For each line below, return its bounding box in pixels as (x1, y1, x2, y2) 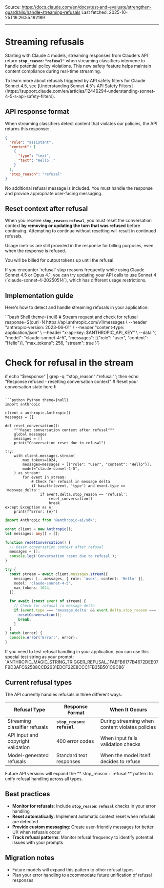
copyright (7, 737, 30, 744)
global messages (14, 432, 47, 437)
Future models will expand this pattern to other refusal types (12, 866, 134, 872)
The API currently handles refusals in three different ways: (5, 691, 122, 697)
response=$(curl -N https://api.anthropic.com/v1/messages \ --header (5, 319, 147, 325)
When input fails (100, 735, 138, 741)
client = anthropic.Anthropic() (5, 410, 71, 416)
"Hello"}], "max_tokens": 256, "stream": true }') (5, 340, 100, 346)
